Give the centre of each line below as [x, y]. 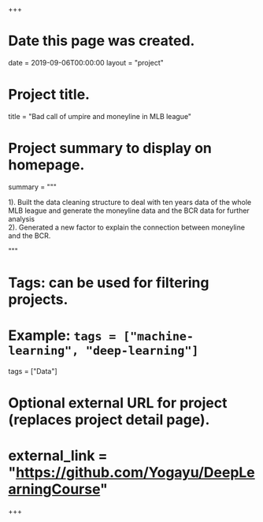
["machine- [159, 336]
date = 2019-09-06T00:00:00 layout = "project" [86, 62]
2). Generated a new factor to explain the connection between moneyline [127, 227]
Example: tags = [62, 336]
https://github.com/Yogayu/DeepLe [135, 473]
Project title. [49, 95]
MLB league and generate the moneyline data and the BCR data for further [129, 211]
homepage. [46, 165]
